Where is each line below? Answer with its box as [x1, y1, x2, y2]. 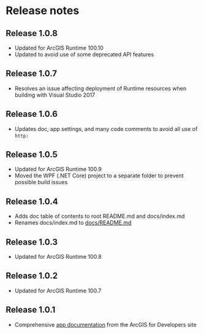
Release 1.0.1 [6, 305, 56, 315]
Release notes [6, 4, 80, 18]
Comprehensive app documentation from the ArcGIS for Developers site [14, 321, 197, 328]
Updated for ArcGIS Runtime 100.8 [14, 253, 102, 261]
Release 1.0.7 [6, 69, 58, 79]
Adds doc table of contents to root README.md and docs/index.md [14, 212, 185, 220]
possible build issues [14, 179, 68, 186]
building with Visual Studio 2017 [14, 91, 96, 98]
